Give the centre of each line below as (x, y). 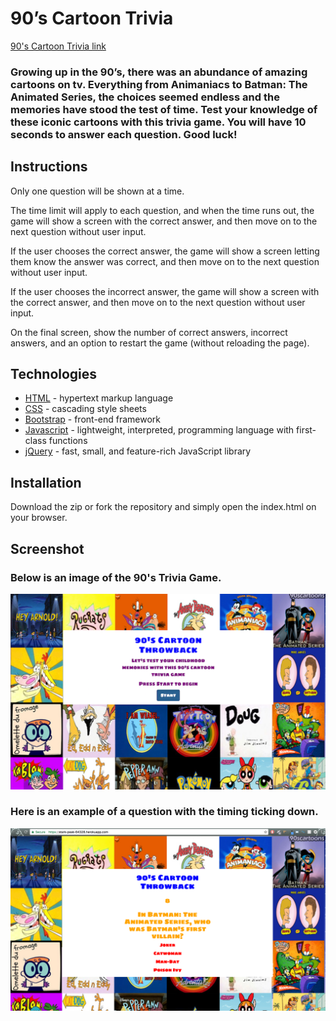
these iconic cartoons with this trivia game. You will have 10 (158, 122)
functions (68, 441)
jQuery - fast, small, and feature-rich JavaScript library (138, 451)
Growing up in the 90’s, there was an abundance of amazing (159, 72)
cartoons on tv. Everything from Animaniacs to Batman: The (159, 84)
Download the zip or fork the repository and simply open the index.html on (163, 507)
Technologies (54, 374)
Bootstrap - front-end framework (93, 419)
